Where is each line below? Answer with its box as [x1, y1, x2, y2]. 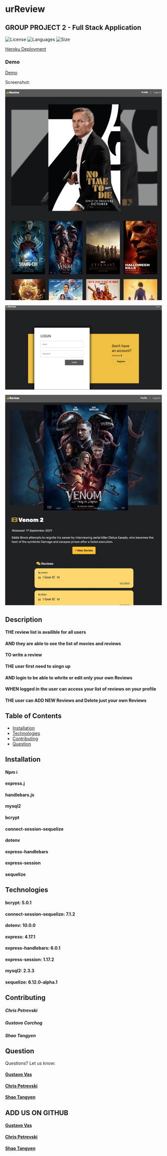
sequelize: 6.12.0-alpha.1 [5, 979, 58, 985]
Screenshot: [5, 80, 30, 85]
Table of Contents [5, 712, 62, 720]
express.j [5, 780, 25, 786]
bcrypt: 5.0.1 [5, 900, 32, 906]
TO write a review [5, 652, 42, 658]
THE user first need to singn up [5, 663, 71, 669]
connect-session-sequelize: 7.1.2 [5, 911, 76, 917]
